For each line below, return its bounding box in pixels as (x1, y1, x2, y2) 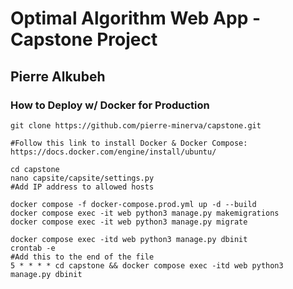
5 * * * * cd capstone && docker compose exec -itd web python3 (10, 260, 284, 271)
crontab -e (10, 243, 56, 253)
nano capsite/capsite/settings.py (10, 173, 155, 183)
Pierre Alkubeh (10, 68, 106, 85)
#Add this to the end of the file (10, 252, 155, 262)
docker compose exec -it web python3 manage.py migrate (10, 217, 248, 227)
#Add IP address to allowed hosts (10, 182, 155, 192)
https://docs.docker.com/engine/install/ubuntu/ (10, 147, 217, 157)
